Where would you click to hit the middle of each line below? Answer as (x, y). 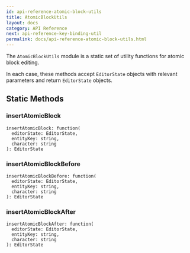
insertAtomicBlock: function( (44, 128)
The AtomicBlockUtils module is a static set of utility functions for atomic (95, 56)
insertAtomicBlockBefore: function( (51, 176)
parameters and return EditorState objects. (59, 80)
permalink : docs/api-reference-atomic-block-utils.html (76, 39)
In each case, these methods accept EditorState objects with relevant (92, 74)
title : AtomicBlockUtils (37, 17)
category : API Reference (37, 28)
